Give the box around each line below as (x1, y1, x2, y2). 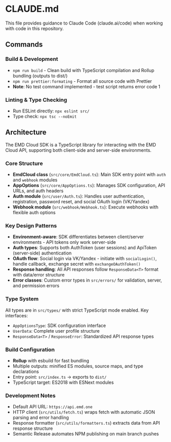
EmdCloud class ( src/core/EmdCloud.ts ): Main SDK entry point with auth (12, 172, 166, 178)
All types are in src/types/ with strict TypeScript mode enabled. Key (5, 307, 149, 313)
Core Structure (5, 159, 43, 167)
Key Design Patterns (5, 222, 57, 229)
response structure (12, 425, 53, 432)
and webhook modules (12, 177, 58, 183)
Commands (5, 40, 43, 49)
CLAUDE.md (5, 3, 59, 15)
